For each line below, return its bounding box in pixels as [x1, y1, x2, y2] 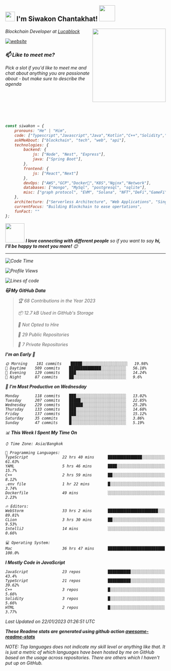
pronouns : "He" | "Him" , [14, 128, 67, 133]
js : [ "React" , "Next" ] [32, 171, 79, 176]
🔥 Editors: [5, 504, 29, 509]
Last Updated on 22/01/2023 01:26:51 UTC [5, 618, 95, 625]
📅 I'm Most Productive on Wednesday [5, 384, 87, 390]
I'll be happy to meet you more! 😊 [5, 243, 78, 249]
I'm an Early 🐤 [5, 351, 36, 357]
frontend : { [23, 166, 49, 171]
